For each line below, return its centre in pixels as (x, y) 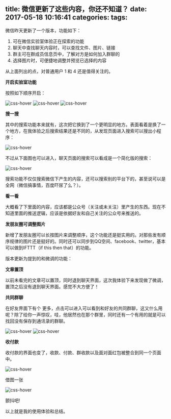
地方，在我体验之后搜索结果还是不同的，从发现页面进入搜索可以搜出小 (83, 131)
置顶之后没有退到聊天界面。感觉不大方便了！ (52, 286)
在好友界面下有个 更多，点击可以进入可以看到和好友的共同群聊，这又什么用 (84, 308)
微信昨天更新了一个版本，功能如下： (43, 30)
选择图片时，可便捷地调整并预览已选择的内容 (60, 60)
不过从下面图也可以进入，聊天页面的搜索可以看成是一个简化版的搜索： (79, 158)
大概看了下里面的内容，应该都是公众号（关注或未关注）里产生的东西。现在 (83, 207)
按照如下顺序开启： (25, 93)
